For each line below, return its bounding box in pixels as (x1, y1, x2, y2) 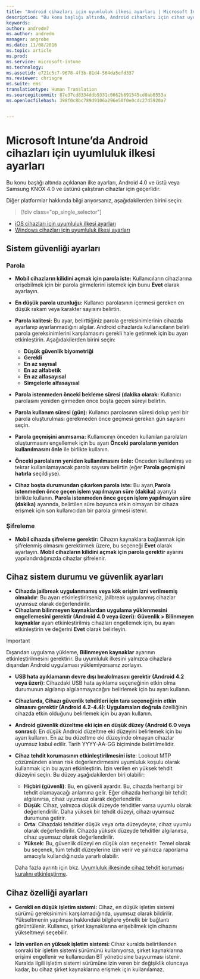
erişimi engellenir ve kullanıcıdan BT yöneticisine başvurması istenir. (14, 953, 182, 960)
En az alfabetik (23, 367, 61, 374)
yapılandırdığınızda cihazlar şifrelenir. (14, 555, 106, 562)
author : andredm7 (6, 25, 49, 32)
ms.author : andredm (6, 31, 55, 37)
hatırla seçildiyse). (14, 470, 61, 478)
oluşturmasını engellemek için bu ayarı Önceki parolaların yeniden (14, 439, 179, 447)
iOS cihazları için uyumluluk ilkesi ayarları (14, 220, 116, 227)
